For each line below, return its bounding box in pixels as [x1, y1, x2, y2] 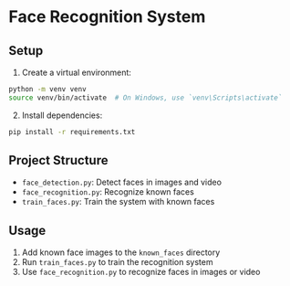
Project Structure [8, 153, 109, 168]
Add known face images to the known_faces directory [21, 247, 221, 258]
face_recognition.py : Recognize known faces [21, 186, 195, 197]
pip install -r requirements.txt [8, 127, 136, 136]
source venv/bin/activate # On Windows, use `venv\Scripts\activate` [8, 93, 283, 102]
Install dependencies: [21, 110, 103, 121]
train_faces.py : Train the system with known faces [21, 196, 215, 207]
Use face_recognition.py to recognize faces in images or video [21, 267, 261, 278]
